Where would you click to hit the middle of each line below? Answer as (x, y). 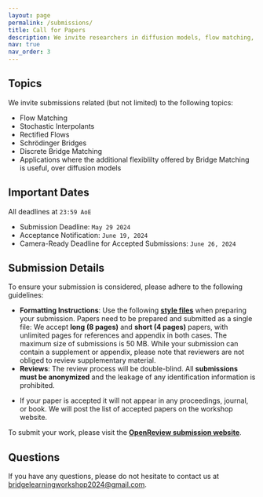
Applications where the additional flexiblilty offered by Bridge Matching (134, 159)
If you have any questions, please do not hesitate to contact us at (114, 477)
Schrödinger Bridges (53, 143)
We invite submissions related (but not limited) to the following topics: (121, 102)
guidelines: (26, 295)
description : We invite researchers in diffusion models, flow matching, (131, 37)
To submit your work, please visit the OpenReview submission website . (125, 433)
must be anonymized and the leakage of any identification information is (137, 377)
